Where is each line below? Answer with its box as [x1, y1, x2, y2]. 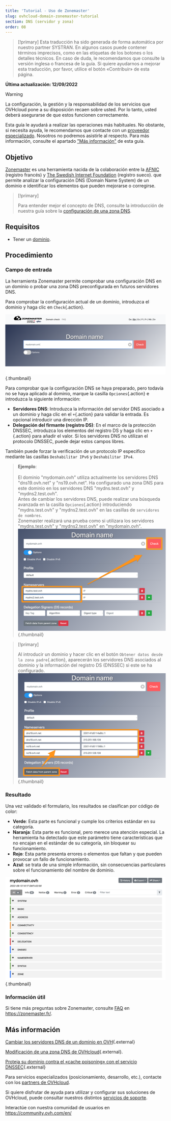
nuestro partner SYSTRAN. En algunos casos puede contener [17, 44, 147, 50]
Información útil [5, 993, 46, 1001]
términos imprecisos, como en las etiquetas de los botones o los [17, 50, 153, 56]
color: [5, 808, 18, 814]
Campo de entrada [5, 266, 52, 273]
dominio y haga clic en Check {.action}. [5, 304, 85, 310]
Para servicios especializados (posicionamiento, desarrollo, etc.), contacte [5, 1074, 162, 1080]
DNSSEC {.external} [5, 1064, 46, 1071]
